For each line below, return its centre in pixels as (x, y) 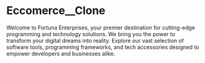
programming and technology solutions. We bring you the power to (91, 34)
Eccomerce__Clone (56, 11)
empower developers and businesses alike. (61, 53)
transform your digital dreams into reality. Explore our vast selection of (95, 40)
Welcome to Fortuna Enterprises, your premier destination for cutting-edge (101, 28)
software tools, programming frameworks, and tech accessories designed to (103, 47)
